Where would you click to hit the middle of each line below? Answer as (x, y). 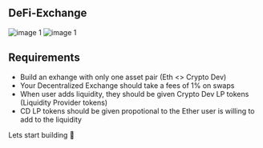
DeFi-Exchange (48, 13)
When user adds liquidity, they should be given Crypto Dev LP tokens (134, 94)
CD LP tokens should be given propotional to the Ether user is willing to (137, 110)
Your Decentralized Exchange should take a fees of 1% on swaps (127, 85)
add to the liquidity (51, 119)
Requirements (44, 58)
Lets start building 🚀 (41, 134)
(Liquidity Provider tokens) (64, 102)
